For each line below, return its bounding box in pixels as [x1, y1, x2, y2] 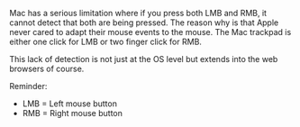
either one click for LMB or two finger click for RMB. [9, 36, 203, 47]
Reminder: [9, 81, 48, 91]
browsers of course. [9, 63, 85, 74]
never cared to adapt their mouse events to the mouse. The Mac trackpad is [9, 27, 292, 37]
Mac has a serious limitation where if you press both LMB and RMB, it [9, 8, 268, 18]
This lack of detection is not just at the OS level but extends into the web [9, 54, 278, 64]
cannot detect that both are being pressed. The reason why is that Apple [9, 17, 279, 28]
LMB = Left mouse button [22, 98, 117, 109]
